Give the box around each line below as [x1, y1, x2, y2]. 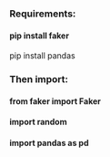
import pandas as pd [9, 137, 89, 148]
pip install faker [9, 30, 70, 41]
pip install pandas [9, 50, 75, 61]
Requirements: [9, 7, 76, 20]
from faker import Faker [9, 95, 102, 107]
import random [9, 117, 67, 128]
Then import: [9, 73, 69, 86]
